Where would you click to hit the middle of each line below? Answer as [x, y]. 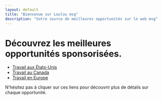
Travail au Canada [31, 72]
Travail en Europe [30, 78]
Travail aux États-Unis [35, 67]
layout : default [22, 10]
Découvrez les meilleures [58, 43]
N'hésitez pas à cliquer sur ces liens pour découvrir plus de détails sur [77, 87]
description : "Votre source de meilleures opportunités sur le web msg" [81, 19]
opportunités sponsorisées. [63, 53]
